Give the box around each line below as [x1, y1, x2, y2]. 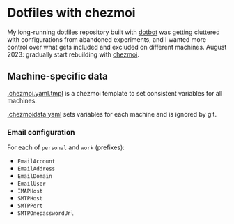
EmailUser [17, 180, 47, 188]
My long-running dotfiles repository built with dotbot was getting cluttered [7, 28, 221, 36]
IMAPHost [17, 188, 43, 195]
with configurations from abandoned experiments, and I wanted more [7, 35, 207, 43]
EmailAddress [17, 165, 56, 172]
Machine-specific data [7, 70, 108, 82]
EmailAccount [17, 158, 56, 165]
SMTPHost [17, 195, 43, 202]
